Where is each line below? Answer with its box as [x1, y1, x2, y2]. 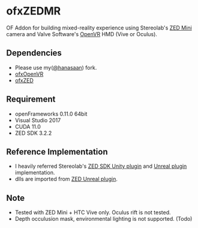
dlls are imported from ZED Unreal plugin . [14, 176, 118, 183]
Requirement [6, 94, 56, 105]
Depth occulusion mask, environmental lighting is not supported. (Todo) [14, 215, 193, 223]
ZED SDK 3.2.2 [14, 129, 52, 137]
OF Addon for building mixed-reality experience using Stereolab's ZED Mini [6, 24, 192, 31]
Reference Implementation [6, 146, 108, 157]
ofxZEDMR [6, 4, 61, 18]
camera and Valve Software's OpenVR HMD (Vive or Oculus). [6, 30, 158, 37]
